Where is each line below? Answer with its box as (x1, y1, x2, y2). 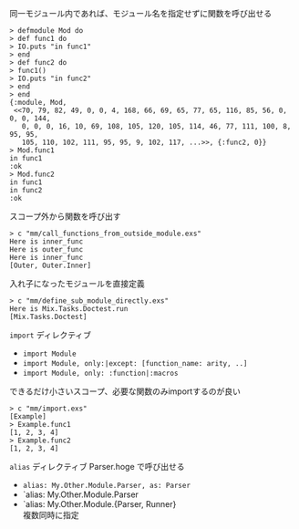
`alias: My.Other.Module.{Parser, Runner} (22, 499, 177, 509)
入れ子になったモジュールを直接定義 (9, 278, 146, 289)
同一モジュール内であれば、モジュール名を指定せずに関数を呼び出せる (9, 8, 272, 18)
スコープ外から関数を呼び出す (9, 211, 121, 222)
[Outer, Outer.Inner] (9, 261, 92, 270)
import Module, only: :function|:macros (22, 368, 179, 378)
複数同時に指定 (22, 510, 79, 520)
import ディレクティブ (9, 329, 92, 340)
